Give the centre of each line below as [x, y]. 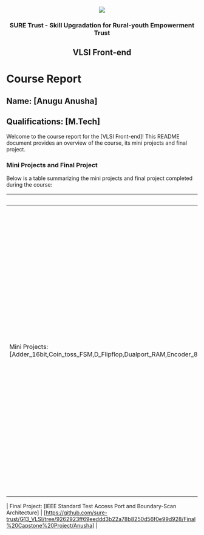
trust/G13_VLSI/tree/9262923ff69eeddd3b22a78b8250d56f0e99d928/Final [101, 519]
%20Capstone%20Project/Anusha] [50, 526]
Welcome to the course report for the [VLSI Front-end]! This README [93, 136]
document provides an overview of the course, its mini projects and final [97, 143]
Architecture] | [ [26, 513]
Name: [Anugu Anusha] [52, 101]
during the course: [29, 185]
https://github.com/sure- [76, 513]
